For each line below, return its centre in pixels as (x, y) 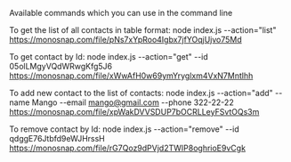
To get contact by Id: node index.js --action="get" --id (109, 57)
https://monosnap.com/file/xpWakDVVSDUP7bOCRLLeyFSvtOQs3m (134, 112)
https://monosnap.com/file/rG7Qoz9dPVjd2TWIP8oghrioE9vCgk (128, 148)
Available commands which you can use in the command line (121, 13)
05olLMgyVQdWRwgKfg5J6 (61, 66)
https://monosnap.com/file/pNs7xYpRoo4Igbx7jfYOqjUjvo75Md (125, 40)
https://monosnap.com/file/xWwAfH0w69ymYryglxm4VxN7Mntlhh (131, 76)
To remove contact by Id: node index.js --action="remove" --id (125, 129)
